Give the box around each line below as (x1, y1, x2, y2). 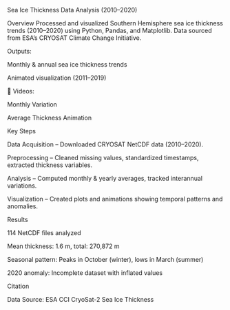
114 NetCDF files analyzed (7, 229, 81, 236)
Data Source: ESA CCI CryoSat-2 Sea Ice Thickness (7, 296, 154, 303)
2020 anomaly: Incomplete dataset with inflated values (7, 269, 163, 277)
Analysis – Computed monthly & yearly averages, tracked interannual (7, 175, 203, 182)
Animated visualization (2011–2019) (7, 74, 107, 82)
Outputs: (7, 47, 32, 55)
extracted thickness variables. (7, 161, 93, 169)
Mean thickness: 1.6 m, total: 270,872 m (7, 242, 120, 250)
